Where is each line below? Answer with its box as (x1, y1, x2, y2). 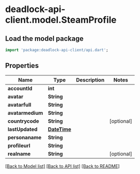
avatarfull (7, 101, 31, 108)
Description (75, 76, 105, 83)
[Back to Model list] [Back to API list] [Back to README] (5, 163, 120, 169)
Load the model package (5, 34, 84, 43)
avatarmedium (7, 109, 43, 116)
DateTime (47, 126, 71, 133)
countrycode (7, 117, 39, 124)
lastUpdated (7, 126, 37, 133)
